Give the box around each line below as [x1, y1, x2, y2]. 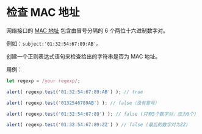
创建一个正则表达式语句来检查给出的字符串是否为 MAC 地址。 [6, 52, 161, 60]
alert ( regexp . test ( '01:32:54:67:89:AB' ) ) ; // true [6, 89, 143, 95]
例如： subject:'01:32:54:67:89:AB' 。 [6, 40, 102, 47]
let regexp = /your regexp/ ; [6, 77, 81, 84]
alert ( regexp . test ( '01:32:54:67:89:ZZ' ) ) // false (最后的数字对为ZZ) [6, 122, 189, 128]
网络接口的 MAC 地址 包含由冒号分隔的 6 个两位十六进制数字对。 [6, 27, 169, 34]
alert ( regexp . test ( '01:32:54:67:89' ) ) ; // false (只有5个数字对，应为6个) [6, 111, 197, 117]
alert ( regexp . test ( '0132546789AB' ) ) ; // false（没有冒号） [6, 100, 160, 106]
